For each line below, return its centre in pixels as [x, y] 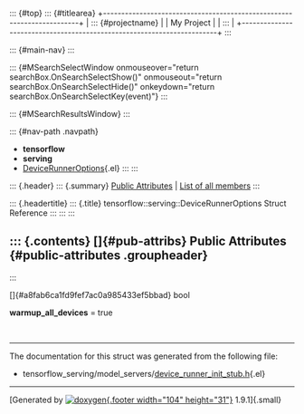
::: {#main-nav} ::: [42, 50]
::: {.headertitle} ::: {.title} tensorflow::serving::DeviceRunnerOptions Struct [148, 203]
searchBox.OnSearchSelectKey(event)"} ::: [89, 96]
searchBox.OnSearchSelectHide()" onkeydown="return [112, 87]
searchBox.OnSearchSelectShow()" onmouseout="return [116, 77]
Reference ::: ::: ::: [42, 213]
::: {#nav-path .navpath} [54, 131]
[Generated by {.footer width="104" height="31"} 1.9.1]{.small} [146, 400]
